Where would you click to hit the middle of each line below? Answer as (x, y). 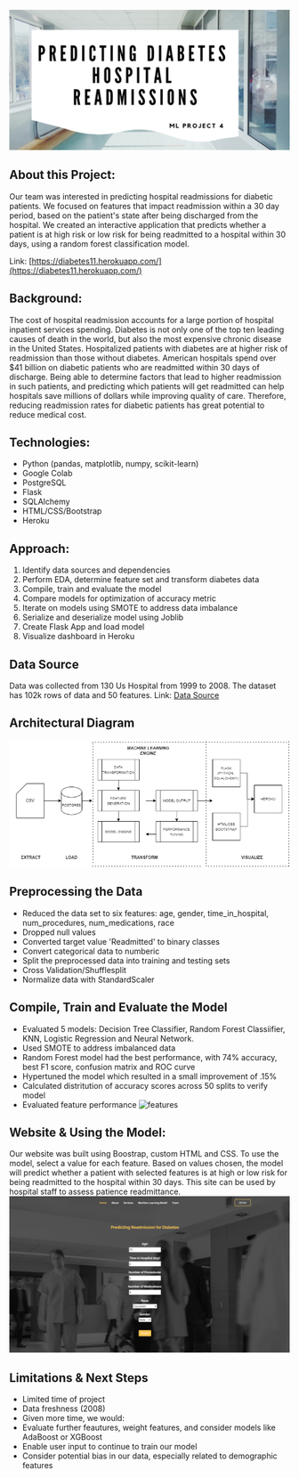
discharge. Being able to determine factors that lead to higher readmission (145, 377)
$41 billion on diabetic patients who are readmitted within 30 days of (134, 367)
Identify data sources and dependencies (96, 570)
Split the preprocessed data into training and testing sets (126, 960)
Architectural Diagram (72, 723)
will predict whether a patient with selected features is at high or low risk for (148, 1173)
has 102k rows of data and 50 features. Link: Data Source (114, 695)
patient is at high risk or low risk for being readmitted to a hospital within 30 (148, 234)
